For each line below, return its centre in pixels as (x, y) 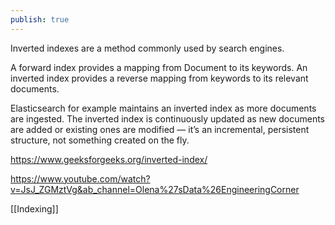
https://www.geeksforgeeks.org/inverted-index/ (109, 159)
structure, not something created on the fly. (100, 140)
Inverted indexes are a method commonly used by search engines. (147, 48)
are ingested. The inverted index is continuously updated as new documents (168, 118)
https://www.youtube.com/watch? (80, 178)
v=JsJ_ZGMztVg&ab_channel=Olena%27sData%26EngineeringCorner (155, 189)
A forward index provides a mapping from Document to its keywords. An (159, 67)
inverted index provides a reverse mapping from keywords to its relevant (159, 78)
